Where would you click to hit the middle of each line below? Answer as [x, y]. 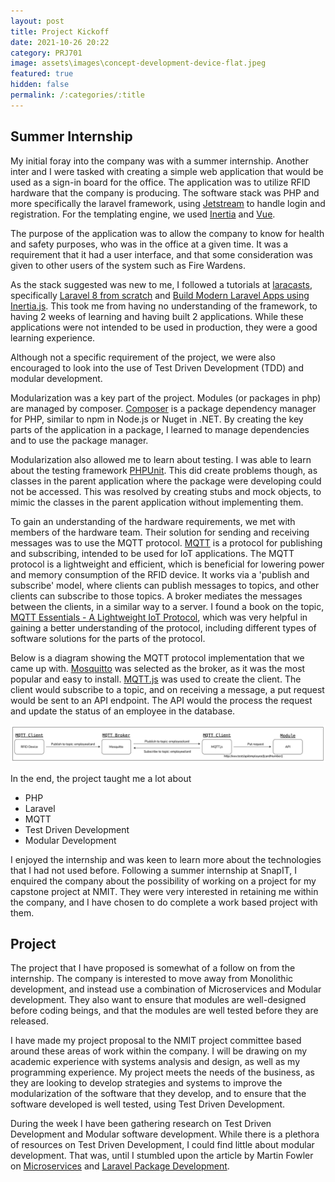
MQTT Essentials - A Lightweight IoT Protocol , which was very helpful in [159, 617]
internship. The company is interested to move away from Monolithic [152, 979]
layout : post [37, 21]
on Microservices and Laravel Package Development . [120, 1166]
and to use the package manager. [79, 440]
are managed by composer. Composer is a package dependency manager [163, 408]
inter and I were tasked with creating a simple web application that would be [167, 171]
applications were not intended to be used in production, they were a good [164, 327]
